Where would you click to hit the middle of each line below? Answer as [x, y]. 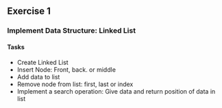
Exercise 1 [29, 11]
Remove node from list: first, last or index [75, 84]
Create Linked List [42, 62]
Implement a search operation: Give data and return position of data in [116, 91]
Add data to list [38, 77]
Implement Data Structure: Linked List [71, 31]
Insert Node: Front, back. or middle [66, 69]
